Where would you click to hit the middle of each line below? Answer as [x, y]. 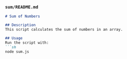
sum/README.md [22, 7]
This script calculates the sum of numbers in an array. [64, 30]
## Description [20, 25]
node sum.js [17, 52]
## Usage [14, 38]
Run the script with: [27, 43]
